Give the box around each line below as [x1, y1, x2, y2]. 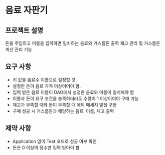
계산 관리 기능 [5, 46, 33, 52]
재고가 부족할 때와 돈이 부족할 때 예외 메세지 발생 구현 [12, 101, 117, 107]
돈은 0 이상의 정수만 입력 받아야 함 [12, 144, 80, 150]
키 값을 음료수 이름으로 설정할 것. [12, 76, 77, 82]
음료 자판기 [5, 4, 48, 16]
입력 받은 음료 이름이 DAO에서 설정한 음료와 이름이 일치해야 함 [12, 89, 134, 95]
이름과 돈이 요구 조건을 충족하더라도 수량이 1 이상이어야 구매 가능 [12, 95, 139, 101]
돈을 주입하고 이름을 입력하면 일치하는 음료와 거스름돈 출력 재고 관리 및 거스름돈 [5, 40, 160, 46]
